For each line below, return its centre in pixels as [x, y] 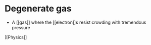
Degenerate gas [38, 9]
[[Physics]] [16, 37]
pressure [21, 27]
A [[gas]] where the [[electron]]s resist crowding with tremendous [79, 22]
